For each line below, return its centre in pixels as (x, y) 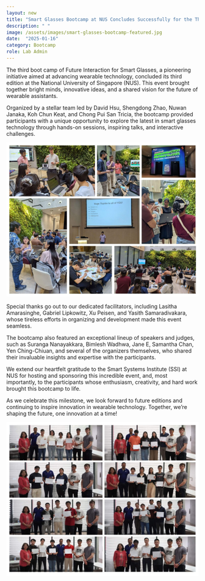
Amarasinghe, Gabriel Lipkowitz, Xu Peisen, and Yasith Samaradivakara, (97, 313)
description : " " (28, 26)
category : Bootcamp (31, 45)
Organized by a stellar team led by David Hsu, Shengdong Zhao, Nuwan (97, 108)
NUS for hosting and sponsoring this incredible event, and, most (87, 375)
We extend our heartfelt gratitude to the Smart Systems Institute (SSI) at (97, 369)
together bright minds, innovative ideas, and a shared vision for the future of (102, 89)
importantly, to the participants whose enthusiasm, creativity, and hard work (102, 382)
